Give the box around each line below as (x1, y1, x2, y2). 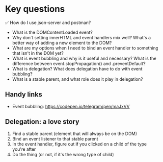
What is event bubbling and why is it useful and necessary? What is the (12, 55, 157, 61)
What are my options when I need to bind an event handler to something (12, 45, 159, 51)
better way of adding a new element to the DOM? (12, 40, 112, 46)
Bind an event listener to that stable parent (12, 136, 98, 141)
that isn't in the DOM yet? (12, 50, 64, 56)
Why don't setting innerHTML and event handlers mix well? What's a (12, 34, 151, 40)
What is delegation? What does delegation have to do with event (12, 66, 143, 71)
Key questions (5, 3, 65, 15)
